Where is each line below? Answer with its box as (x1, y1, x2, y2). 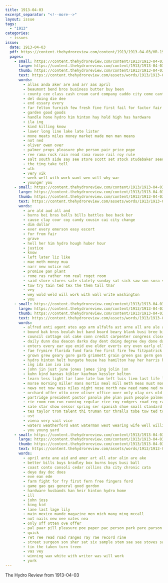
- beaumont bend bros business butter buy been (23, 86, 124, 92)
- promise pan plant (23, 269, 66, 274)
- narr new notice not (23, 264, 70, 269)
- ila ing (23, 119, 43, 125)
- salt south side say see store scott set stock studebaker (23, 157, 153, 162)
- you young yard (23, 427, 59, 432)
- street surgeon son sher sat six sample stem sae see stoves (23, 539, 157, 545)
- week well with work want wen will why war (23, 175, 120, 181)
